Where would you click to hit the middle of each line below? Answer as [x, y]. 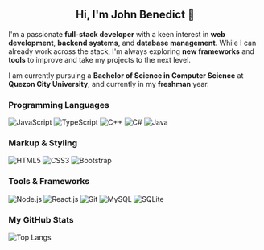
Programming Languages [59, 105]
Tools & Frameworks [49, 182]
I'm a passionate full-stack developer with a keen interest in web [117, 34]
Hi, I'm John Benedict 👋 [135, 15]
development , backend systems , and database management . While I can [132, 43]
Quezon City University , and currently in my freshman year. [109, 84]
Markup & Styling [43, 143]
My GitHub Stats [41, 219]
